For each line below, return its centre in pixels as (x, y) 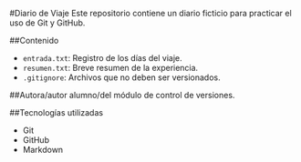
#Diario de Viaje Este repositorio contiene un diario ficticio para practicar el (150, 13)
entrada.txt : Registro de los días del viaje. (102, 58)
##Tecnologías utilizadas (56, 112)
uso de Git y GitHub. (47, 23)
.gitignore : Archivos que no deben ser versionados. (121, 77)
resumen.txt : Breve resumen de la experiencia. (110, 68)
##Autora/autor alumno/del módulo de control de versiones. (122, 95)
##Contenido (34, 40)
